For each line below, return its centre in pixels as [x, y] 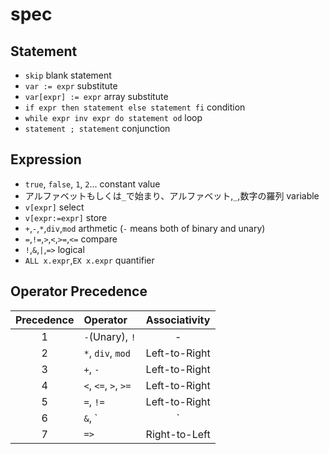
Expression [46, 159]
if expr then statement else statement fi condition [135, 107]
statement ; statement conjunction [97, 128]
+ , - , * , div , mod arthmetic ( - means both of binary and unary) [145, 228]
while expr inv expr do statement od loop [113, 117]
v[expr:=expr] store [66, 217]
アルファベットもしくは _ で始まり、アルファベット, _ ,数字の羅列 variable [172, 195]
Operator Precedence [79, 291]
